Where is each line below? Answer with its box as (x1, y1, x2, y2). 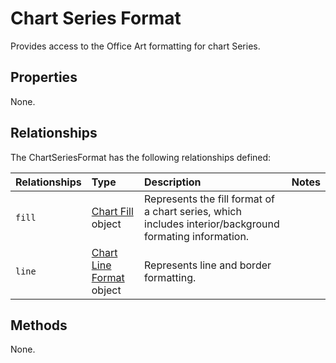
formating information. (144, 229, 250, 243)
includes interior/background (144, 217, 280, 231)
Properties (10, 69, 78, 86)
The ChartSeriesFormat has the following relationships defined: (10, 151, 272, 163)
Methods (10, 317, 68, 334)
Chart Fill (91, 204, 134, 218)
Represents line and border (144, 258, 272, 272)
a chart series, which (144, 204, 242, 218)
